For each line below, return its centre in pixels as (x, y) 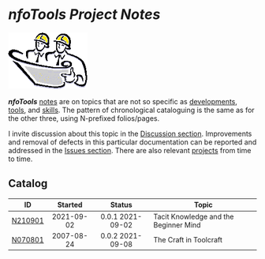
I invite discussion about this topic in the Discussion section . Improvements (130, 133)
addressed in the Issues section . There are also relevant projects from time (130, 150)
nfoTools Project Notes (84, 15)
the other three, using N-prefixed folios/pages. (84, 118)
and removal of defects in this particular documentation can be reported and (132, 142)
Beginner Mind (177, 225)
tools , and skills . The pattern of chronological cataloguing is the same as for (131, 110)
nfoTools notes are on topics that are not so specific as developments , (123, 101)
